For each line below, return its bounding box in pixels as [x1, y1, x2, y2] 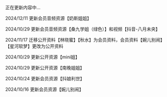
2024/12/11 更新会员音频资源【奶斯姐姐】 [5, 15, 92, 21]
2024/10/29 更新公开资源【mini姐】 [5, 54, 80, 60]
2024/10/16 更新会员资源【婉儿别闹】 [5, 86, 84, 92]
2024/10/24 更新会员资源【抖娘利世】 [5, 76, 85, 81]
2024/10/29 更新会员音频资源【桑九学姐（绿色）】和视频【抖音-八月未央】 [5, 26, 160, 32]
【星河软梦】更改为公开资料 [5, 43, 64, 49]
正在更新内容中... [5, 5, 41, 10]
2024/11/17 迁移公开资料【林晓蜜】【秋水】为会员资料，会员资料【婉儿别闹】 [5, 37, 165, 43]
